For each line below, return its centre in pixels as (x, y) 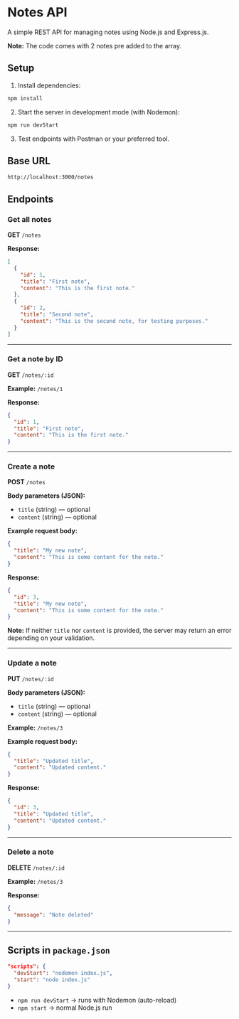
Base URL (29, 161)
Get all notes (30, 219)
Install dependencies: (49, 85)
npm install (25, 98)
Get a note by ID (36, 359)
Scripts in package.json (59, 950)
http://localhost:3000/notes (51, 177)
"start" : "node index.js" (52, 980)
